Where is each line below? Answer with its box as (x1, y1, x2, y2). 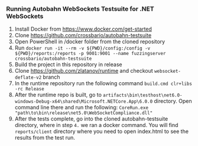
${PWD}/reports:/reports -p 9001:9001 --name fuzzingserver (14, 51, 166, 57)
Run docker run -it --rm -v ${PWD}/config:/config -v (14, 44, 151, 51)
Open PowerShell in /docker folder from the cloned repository (14, 38, 165, 46)
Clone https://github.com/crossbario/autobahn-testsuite (14, 32, 152, 39)
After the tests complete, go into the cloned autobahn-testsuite (14, 115, 168, 122)
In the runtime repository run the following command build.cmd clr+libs (14, 80, 192, 87)
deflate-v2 (14, 74, 42, 81)
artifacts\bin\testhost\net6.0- (103, 92, 183, 99)
